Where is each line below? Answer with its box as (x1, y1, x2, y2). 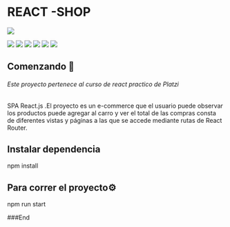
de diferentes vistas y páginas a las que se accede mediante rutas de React (7, 116, 222, 124)
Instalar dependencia (7, 143, 101, 155)
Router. (7, 124, 28, 132)
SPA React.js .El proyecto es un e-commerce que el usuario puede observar (7, 101, 223, 110)
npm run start (7, 200, 46, 208)
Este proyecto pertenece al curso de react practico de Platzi (7, 80, 180, 88)
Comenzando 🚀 (7, 61, 75, 72)
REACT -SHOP (7, 4, 91, 20)
